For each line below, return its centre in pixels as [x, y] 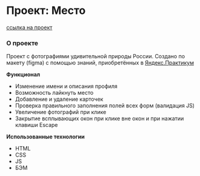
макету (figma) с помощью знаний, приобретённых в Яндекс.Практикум [100, 63]
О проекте [22, 43]
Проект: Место [46, 11]
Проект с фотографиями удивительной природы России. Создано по [96, 56]
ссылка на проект [29, 27]
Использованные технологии [45, 137]
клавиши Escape [36, 125]
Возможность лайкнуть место [54, 93]
